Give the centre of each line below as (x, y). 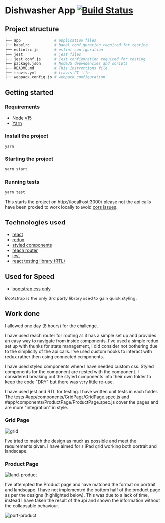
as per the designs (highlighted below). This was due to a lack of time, (77, 495)
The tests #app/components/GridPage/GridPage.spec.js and (67, 397)
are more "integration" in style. (37, 407)
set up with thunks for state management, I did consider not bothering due (81, 346)
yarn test (15, 192)
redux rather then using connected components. (55, 356)
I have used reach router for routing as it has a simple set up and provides (81, 335)
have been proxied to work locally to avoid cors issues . (61, 207)
